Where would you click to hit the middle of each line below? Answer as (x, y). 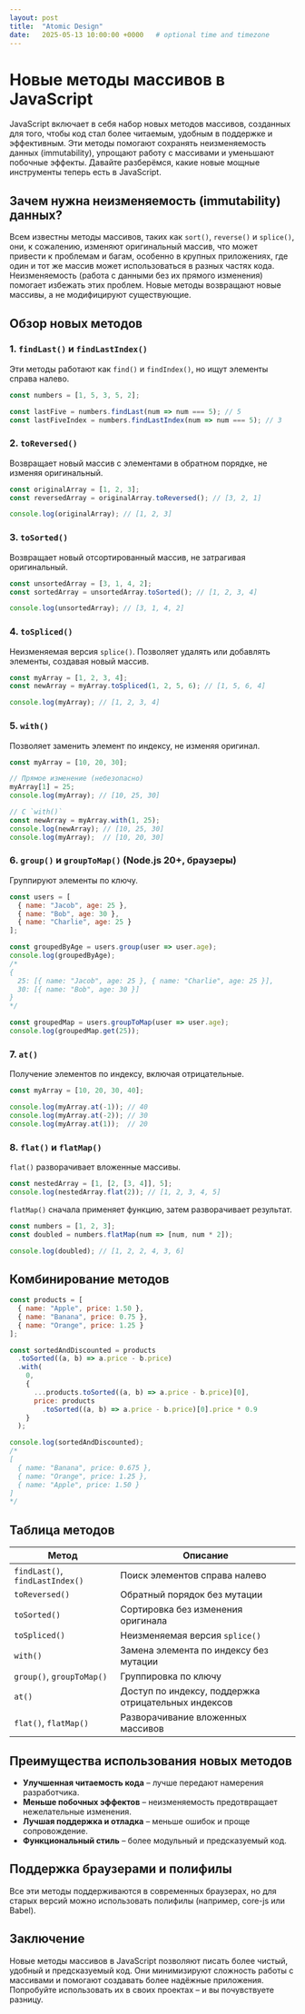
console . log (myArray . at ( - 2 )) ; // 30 (79, 1115)
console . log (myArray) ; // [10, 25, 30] (85, 795)
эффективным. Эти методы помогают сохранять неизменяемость (138, 143)
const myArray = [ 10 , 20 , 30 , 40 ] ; (77, 1091)
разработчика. (51, 1792)
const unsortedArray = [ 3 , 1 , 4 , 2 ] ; (81, 583)
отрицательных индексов (177, 1703)
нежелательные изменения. (77, 1812)
